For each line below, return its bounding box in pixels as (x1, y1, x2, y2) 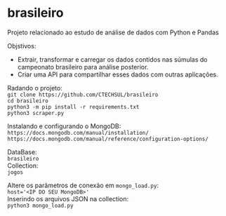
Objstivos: (7, 41, 36, 50)
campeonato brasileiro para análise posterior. (17, 62, 149, 71)
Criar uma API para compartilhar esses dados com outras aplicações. (17, 70, 219, 79)
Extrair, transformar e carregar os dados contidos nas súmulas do (17, 55, 208, 64)
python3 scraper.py (7, 109, 65, 116)
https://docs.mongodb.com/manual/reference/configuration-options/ (7, 135, 209, 142)
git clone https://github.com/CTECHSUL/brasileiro (7, 91, 159, 98)
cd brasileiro (7, 97, 49, 104)
